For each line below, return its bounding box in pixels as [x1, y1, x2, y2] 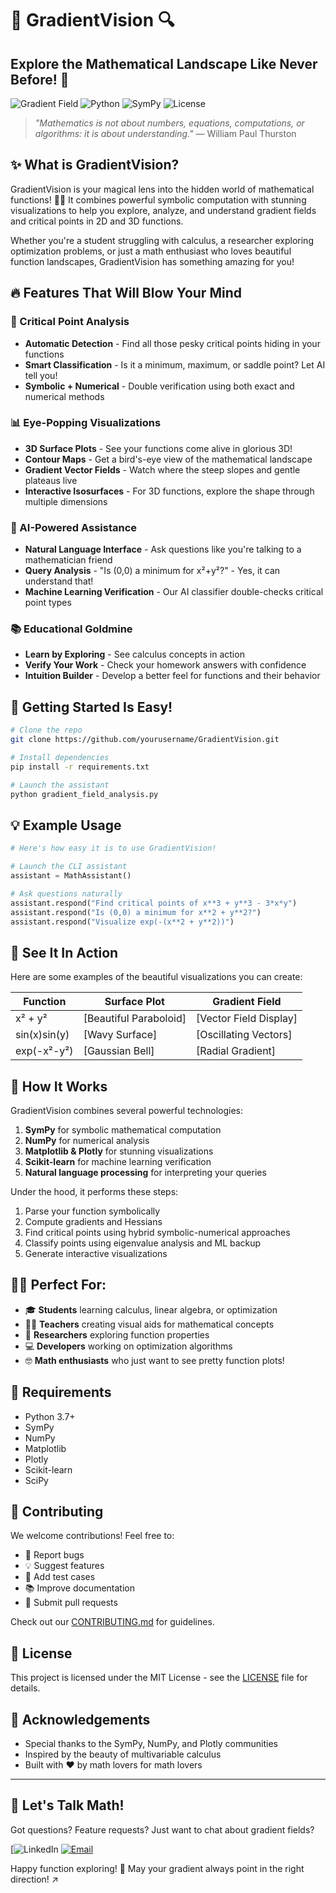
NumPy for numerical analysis [24, 1135, 150, 1147]
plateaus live [24, 474, 78, 486]
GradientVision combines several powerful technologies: [10, 1105, 243, 1117]
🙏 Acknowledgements [10, 1711, 151, 1728]
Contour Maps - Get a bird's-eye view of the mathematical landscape [24, 453, 313, 465]
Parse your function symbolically [24, 1205, 161, 1217]
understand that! [24, 575, 94, 587]
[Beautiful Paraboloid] [83, 1012, 187, 1026]
